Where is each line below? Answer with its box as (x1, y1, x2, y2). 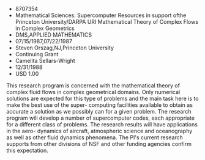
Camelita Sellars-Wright (15, 57, 75, 64)
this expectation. (6, 147, 48, 154)
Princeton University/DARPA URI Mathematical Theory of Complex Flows (15, 18, 199, 25)
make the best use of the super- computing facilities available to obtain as (6, 101, 193, 109)
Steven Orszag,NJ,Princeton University (15, 44, 114, 51)
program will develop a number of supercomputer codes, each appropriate (6, 114, 195, 122)
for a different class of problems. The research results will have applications (6, 121, 198, 128)
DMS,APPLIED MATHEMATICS (15, 31, 92, 38)
